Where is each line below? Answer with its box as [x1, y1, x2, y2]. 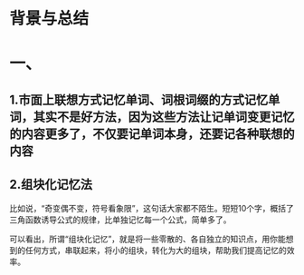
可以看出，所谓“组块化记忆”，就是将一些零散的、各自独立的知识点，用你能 [9, 233, 287, 244]
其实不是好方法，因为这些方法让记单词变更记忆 [33, 109, 295, 124]
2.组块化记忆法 [9, 177, 93, 192]
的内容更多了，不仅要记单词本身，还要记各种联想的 [9, 126, 295, 142]
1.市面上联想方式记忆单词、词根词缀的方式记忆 [9, 92, 269, 107]
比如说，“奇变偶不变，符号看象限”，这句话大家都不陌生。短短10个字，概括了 [9, 202, 294, 213]
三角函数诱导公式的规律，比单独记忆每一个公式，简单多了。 [9, 214, 232, 225]
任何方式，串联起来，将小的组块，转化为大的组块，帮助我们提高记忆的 [24, 244, 287, 255]
